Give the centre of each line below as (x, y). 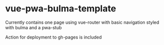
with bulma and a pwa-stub (33, 27)
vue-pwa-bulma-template (61, 9)
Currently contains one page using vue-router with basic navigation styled (82, 22)
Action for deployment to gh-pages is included (54, 37)
